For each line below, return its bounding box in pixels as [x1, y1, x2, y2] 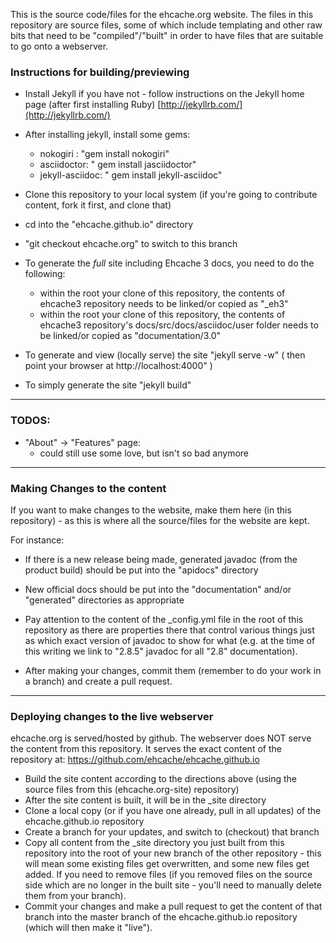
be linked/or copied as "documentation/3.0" [39, 330, 222, 342]
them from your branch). [24, 890, 127, 902]
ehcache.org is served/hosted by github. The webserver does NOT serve [10, 732, 312, 744]
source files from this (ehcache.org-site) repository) [24, 784, 240, 796]
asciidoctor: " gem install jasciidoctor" [39, 159, 197, 171]
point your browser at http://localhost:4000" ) [24, 360, 213, 372]
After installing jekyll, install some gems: [24, 129, 191, 141]
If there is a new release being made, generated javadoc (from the [24, 553, 298, 565]
